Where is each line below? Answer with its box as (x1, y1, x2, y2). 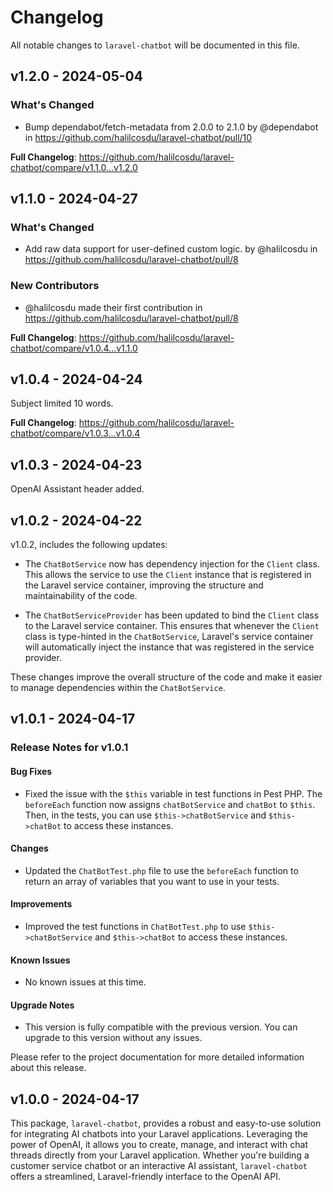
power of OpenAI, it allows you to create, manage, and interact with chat (10, 1139, 309, 1151)
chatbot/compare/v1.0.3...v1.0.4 (10, 427, 141, 440)
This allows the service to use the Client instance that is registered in (24, 569, 312, 581)
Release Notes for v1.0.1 (10, 741, 129, 755)
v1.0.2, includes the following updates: (10, 539, 168, 551)
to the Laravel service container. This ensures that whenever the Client (24, 620, 320, 632)
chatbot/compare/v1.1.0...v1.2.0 (10, 161, 138, 173)
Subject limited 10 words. (10, 397, 114, 410)
